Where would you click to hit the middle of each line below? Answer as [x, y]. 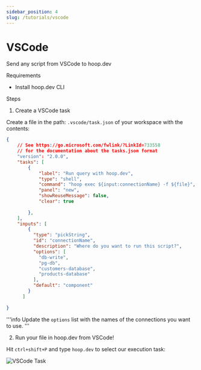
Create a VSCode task [43, 111]
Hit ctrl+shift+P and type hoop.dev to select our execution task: [86, 349]
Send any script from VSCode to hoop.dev [59, 64]
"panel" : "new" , [59, 190]
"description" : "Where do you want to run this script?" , [107, 246]
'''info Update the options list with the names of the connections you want [98, 319]
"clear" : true [56, 202]
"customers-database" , [67, 269]
